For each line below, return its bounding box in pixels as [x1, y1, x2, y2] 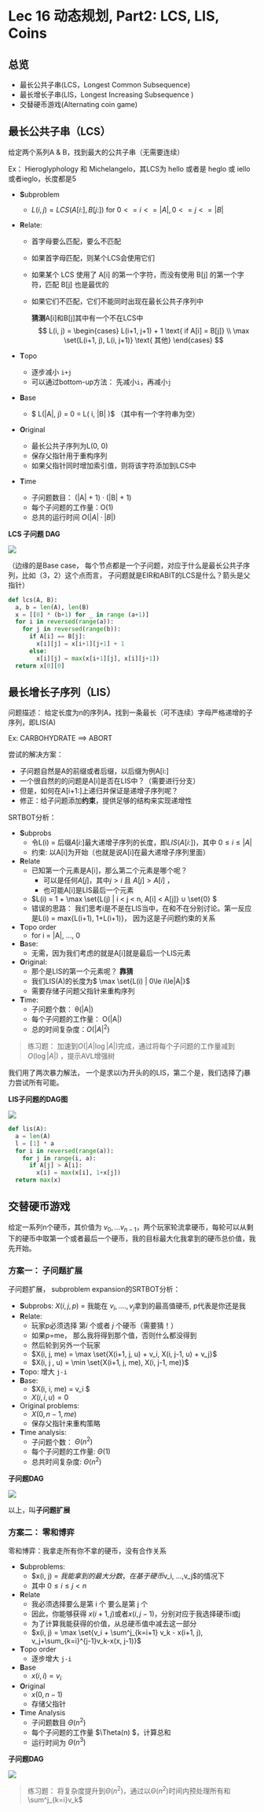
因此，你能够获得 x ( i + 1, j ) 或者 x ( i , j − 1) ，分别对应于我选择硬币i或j [31, 1609, 241, 1618]
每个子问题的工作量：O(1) [31, 502, 114, 512]
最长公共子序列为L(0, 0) [31, 441, 108, 450]
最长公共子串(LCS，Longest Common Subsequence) [19, 80, 191, 89]
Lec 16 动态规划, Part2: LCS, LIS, [8, 7, 220, 25]
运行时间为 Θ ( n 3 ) [31, 1736, 86, 1747]
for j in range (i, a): [22, 1154, 97, 1162]
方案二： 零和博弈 [8, 1526, 75, 1537]
